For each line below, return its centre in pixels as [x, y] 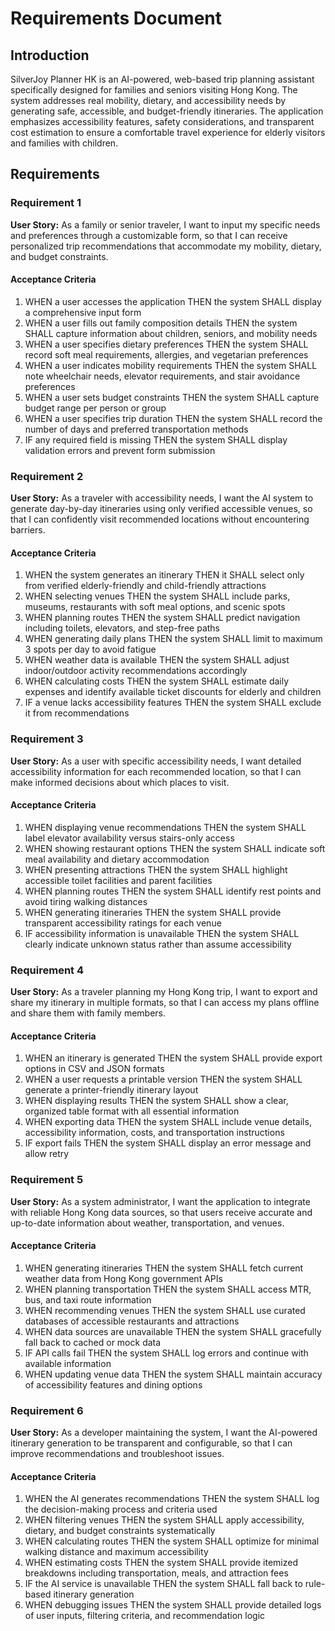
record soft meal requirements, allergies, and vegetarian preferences [166, 354]
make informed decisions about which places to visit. [120, 782]
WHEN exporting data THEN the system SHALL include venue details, [168, 1122]
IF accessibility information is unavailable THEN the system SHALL [162, 933]
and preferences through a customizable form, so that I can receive [149, 235]
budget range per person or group [95, 408]
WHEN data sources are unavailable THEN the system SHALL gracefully [173, 1331]
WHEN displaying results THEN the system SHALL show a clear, [156, 1101]
